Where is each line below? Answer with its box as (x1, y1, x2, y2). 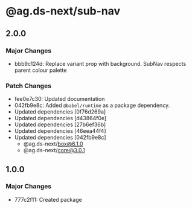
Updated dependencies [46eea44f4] (14, 127, 106, 135)
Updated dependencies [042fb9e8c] (14, 134, 106, 141)
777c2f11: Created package (14, 196, 82, 203)
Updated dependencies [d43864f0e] (14, 115, 107, 122)
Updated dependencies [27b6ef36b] (14, 121, 106, 128)
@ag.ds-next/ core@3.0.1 (23, 147, 85, 154)
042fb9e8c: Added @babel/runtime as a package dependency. (14, 101, 170, 109)
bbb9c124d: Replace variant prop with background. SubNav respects (14, 60, 187, 67)
